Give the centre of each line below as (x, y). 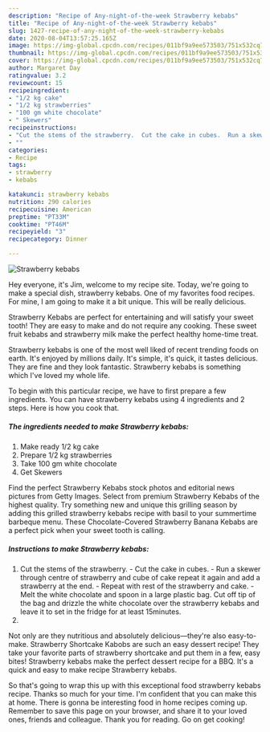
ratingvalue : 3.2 (37, 75)
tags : (17, 165)
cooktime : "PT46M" (39, 224)
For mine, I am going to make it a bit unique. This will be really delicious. (127, 301)
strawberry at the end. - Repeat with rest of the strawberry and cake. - (137, 586)
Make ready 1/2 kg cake (59, 446)
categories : (28, 150)
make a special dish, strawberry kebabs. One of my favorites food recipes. (132, 293)
